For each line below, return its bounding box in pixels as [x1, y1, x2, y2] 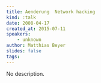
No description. [6, 70, 45, 77]
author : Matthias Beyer [6, 43, 66, 49]
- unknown [17, 37, 42, 43]
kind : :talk [6, 14, 36, 20]
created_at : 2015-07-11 [6, 25, 66, 32]
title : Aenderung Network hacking [6, 8, 96, 15]
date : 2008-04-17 [6, 20, 50, 26]
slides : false [6, 48, 42, 54]
